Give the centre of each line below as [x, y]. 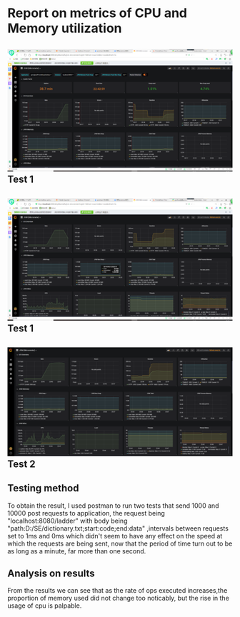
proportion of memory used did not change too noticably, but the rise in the [119, 598]
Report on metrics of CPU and [97, 13]
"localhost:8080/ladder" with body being [67, 521]
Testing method [43, 488]
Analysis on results [51, 573]
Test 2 [21, 464]
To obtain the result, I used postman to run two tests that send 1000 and [113, 506]
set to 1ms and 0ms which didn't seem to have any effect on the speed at [115, 536]
